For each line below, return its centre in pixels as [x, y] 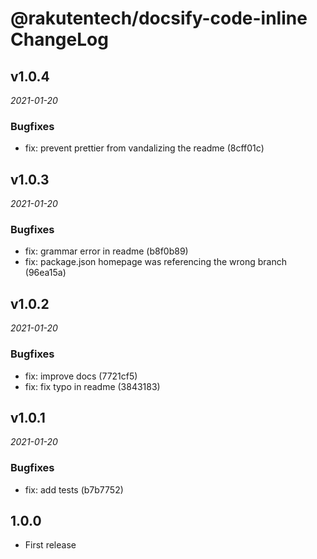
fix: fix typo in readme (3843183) [92, 386]
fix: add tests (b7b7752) [74, 489]
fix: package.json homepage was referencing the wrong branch [155, 262]
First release [50, 545]
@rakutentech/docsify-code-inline [159, 18]
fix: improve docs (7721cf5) [81, 376]
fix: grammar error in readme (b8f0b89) [106, 251]
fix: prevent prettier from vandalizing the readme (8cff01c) [144, 148]
